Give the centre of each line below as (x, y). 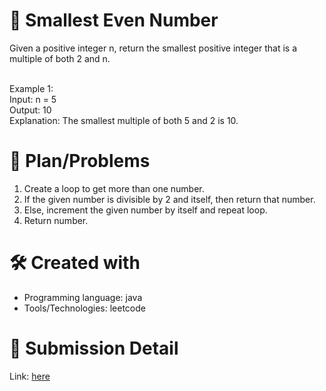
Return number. (56, 220)
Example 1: (31, 88)
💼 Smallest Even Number (114, 20)
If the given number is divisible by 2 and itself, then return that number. (169, 199)
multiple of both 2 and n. (60, 58)
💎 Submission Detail (94, 348)
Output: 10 (30, 110)
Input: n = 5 (33, 99)
